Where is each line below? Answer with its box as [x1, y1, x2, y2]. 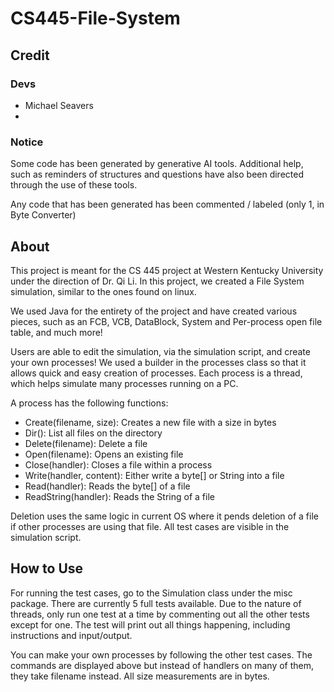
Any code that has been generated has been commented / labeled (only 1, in [10, 198, 325, 211]
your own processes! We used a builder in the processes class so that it [10, 356, 307, 368]
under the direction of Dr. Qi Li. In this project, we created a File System [10, 275, 305, 287]
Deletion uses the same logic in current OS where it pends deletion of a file [10, 510, 319, 522]
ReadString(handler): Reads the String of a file [24, 490, 215, 502]
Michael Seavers [24, 99, 94, 111]
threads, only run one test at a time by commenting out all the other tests [10, 608, 310, 620]
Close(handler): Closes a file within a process [24, 458, 213, 471]
